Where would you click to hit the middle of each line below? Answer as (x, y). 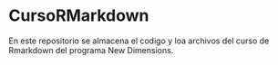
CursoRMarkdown (79, 16)
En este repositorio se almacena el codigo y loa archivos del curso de (139, 41)
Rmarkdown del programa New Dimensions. (91, 50)
